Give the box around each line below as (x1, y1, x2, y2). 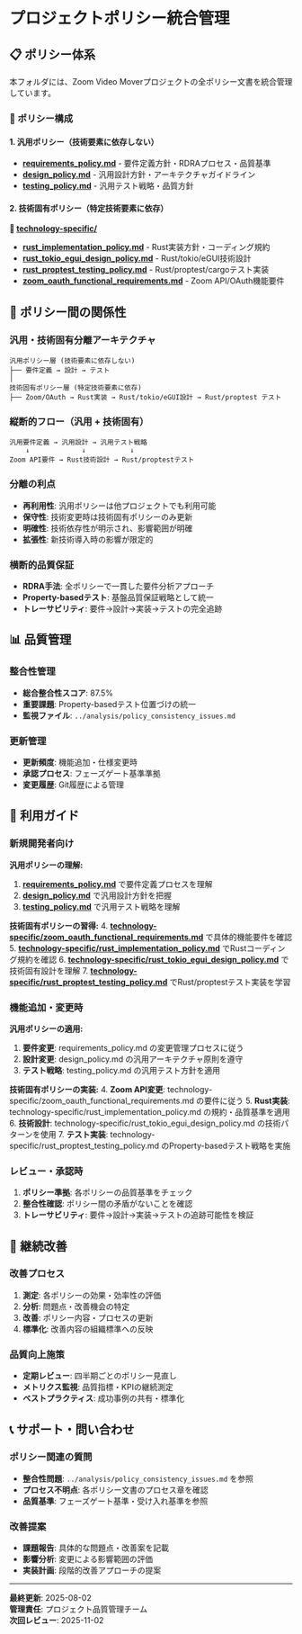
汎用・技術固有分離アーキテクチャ (9, 334, 156, 346)
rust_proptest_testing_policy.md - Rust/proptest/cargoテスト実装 (22, 265, 270, 275)
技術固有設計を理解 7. (9, 965, 89, 976)
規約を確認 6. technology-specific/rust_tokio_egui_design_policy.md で (16, 954, 289, 965)
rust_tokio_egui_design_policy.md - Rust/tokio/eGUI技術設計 (22, 253, 252, 264)
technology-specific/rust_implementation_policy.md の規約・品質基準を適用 (9, 1106, 290, 1117)
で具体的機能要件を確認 (205, 931, 293, 942)
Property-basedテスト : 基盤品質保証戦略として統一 (22, 591, 214, 603)
